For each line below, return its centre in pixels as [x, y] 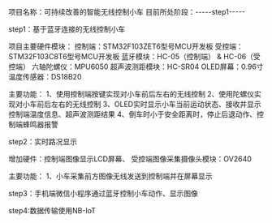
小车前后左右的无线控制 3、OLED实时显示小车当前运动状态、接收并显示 [142, 104]
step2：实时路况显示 [43, 142]
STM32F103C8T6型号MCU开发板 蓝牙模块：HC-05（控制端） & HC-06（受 [135, 56]
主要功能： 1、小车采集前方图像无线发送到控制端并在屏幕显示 [110, 176]
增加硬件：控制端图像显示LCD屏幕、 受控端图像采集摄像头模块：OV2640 [130, 159]
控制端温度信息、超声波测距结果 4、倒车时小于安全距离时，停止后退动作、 [133, 114]
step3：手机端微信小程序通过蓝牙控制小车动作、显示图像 [104, 193]
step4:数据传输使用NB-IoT [52, 210]
